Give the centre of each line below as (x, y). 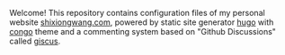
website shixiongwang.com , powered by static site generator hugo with (142, 22)
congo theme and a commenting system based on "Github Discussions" (143, 31)
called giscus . (35, 41)
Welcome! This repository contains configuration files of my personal (137, 13)
